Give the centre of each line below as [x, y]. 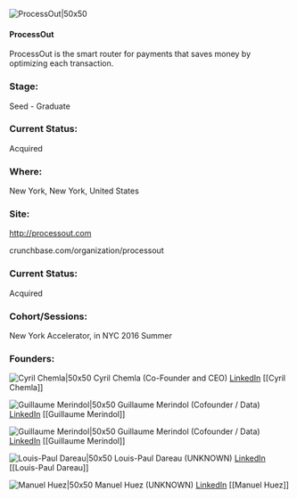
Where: [26, 171]
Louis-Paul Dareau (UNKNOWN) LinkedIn [190, 458]
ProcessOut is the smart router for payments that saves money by [130, 54]
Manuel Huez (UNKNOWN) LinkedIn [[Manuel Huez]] [192, 485]
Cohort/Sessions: [48, 316]
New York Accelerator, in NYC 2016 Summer [91, 335]
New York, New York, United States [74, 191]
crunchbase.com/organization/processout [87, 250]
